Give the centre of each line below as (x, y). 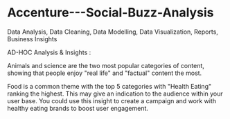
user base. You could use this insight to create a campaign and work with (112, 100)
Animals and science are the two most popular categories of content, (106, 65)
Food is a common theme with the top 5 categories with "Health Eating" (109, 86)
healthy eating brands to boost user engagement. (78, 108)
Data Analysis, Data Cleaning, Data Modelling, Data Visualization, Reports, (113, 32)
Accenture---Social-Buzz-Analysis (110, 13)
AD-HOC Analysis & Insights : (49, 52)
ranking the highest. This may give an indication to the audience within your (115, 94)
